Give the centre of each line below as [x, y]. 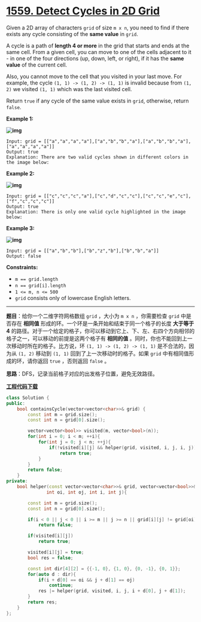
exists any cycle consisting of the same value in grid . [72, 34]
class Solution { [28, 398]
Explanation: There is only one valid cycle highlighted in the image [96, 212]
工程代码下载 [22, 386]
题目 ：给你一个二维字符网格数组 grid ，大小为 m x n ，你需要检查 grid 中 [96, 315]
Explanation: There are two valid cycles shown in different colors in [97, 157]
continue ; [61, 585]
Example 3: [20, 228]
